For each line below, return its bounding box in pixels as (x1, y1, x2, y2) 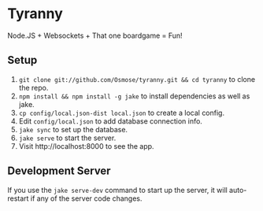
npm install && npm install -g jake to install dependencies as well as (18, 91, 250, 101)
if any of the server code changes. (30, 194, 143, 203)
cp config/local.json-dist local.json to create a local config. (18, 108, 225, 117)
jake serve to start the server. (18, 133, 117, 143)
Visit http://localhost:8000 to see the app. (18, 141, 154, 150)
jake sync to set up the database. (18, 124, 128, 134)
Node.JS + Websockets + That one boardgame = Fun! (7, 31, 183, 40)
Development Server (7, 165, 111, 178)
